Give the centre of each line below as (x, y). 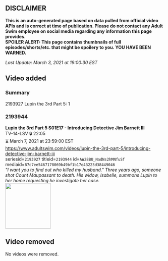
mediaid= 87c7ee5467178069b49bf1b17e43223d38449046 (60, 164)
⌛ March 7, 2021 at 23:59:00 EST (40, 141)
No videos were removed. (32, 254)
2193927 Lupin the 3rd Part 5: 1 (38, 103)
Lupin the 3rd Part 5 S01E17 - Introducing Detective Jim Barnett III (75, 128)
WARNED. (16, 53)
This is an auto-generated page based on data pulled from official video (82, 20)
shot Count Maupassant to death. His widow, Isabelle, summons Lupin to (81, 175)
